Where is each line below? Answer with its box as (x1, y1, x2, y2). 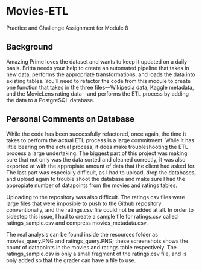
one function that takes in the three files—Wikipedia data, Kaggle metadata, (6, 84, 194, 91)
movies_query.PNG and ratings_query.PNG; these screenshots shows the (6, 237, 189, 245)
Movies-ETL (6, 4, 69, 18)
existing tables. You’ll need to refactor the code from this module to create (6, 77, 191, 84)
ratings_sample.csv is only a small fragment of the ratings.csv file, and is (6, 250, 187, 257)
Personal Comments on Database (6, 114, 134, 125)
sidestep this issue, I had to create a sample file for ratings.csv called (6, 212, 178, 220)
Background (6, 42, 53, 52)
